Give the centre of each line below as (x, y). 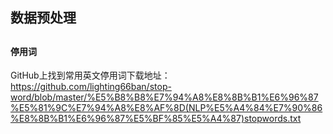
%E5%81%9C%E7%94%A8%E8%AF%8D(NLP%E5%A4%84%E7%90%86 (166, 108)
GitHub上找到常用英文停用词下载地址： (90, 75)
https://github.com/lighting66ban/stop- (91, 87)
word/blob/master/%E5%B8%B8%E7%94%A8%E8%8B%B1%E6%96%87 (164, 97)
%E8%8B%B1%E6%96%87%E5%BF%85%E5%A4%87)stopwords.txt (156, 119)
